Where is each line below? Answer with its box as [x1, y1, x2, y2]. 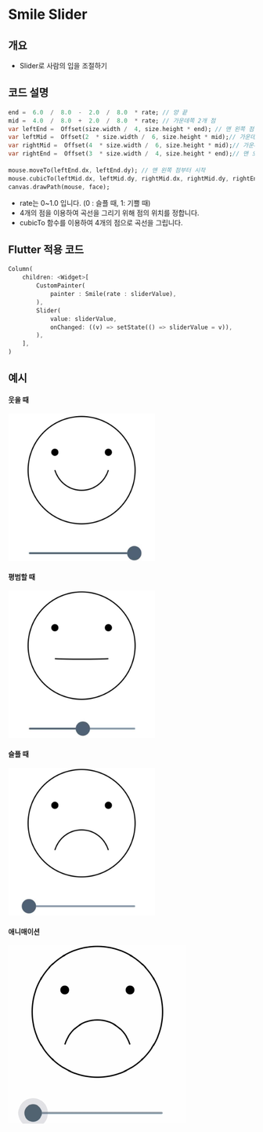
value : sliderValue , [49, 315, 117, 323]
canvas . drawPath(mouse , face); [8, 183, 110, 191]
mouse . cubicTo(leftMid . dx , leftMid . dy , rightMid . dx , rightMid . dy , [8, 174, 229, 182]
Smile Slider [8, 5, 88, 24]
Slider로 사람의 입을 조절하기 [19, 61, 108, 70]
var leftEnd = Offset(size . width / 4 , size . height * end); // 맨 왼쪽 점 [8, 125, 254, 133]
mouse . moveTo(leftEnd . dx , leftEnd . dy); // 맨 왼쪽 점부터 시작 [8, 166, 206, 174]
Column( [8, 265, 34, 273]
